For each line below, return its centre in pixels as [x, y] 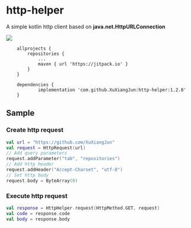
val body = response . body [38, 219]
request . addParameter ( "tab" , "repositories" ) [63, 159]
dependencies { [35, 84]
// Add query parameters [37, 153]
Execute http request [37, 196]
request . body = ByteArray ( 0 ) [42, 181]
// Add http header [30, 164]
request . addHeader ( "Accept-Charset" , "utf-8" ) [64, 170]
